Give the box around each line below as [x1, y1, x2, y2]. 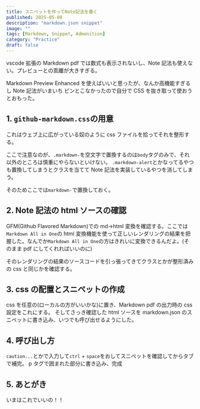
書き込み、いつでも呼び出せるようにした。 [32, 316, 137, 323]
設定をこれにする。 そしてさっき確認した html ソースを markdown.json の [6, 309, 187, 316]
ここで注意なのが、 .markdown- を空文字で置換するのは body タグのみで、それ [6, 151, 190, 158]
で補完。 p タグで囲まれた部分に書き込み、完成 [6, 360, 122, 367]
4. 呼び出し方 [6, 335, 55, 346]
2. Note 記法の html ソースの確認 [6, 205, 127, 216]
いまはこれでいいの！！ [6, 396, 64, 403]
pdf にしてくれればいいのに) [23, 245, 93, 252]
